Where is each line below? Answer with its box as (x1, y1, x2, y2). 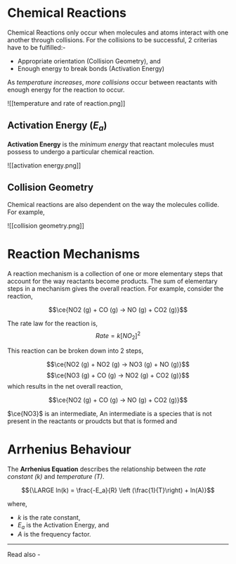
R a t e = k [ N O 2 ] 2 (96, 330, 140, 341)
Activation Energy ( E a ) (7, 120, 107, 133)
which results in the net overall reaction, (7, 382, 123, 391)
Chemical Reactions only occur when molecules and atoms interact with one (7, 28, 229, 37)
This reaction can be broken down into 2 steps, (7, 346, 144, 355)
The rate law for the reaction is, (7, 319, 98, 327)
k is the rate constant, (17, 513, 81, 522)
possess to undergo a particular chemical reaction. (7, 147, 155, 156)
